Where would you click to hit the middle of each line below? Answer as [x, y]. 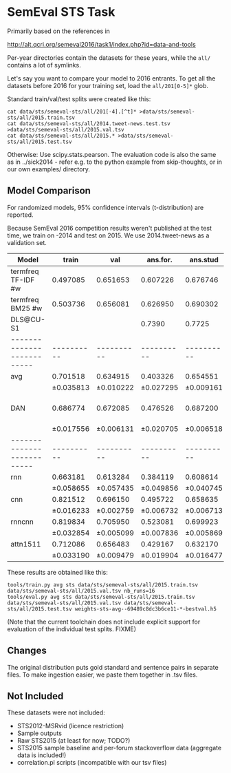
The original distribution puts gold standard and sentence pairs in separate [113, 667]
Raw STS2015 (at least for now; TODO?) [74, 741]
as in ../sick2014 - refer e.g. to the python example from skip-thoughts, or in [114, 162]
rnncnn [22, 522]
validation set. [27, 242]
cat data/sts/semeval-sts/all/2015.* [61, 136]
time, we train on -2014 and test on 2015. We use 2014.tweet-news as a [108, 235]
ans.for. [160, 260]
